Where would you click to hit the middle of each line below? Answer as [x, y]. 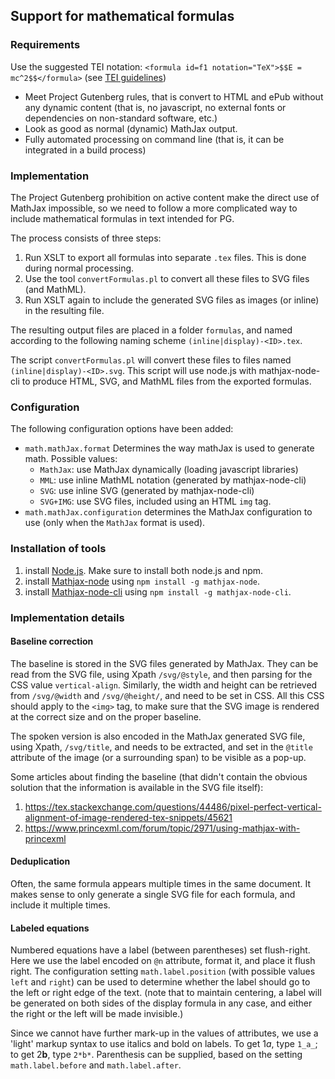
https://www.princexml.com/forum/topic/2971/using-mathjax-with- [162, 828]
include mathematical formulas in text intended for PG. [122, 218]
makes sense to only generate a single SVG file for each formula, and [153, 894]
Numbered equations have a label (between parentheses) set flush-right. [160, 950]
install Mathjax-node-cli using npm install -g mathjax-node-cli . [158, 591]
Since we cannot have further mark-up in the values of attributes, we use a [164, 1033]
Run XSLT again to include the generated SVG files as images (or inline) [172, 300]
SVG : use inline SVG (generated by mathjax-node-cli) [147, 491]
